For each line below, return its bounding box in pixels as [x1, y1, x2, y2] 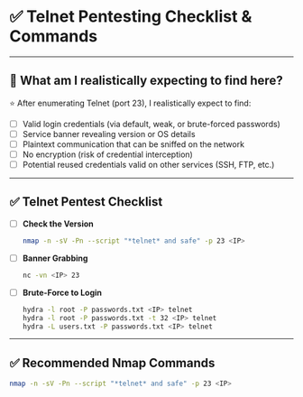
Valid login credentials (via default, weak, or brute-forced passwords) [22, 118, 281, 129]
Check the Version [22, 218, 94, 229]
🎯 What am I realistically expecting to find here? [9, 73, 283, 88]
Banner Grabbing [22, 253, 88, 263]
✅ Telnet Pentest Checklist [9, 194, 163, 209]
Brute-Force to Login [22, 287, 102, 298]
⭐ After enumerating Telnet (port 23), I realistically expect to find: [9, 97, 252, 108]
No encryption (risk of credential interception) [22, 149, 194, 160]
